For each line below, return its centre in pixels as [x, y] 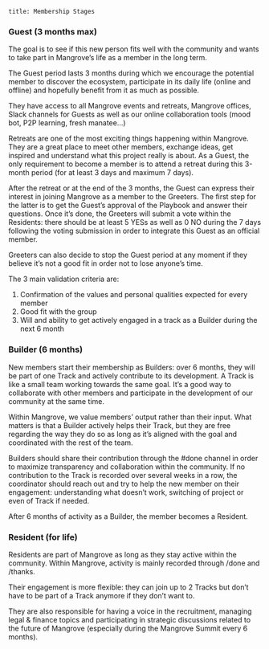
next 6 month [42, 329]
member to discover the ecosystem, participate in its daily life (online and [130, 82]
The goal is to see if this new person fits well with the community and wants [134, 49]
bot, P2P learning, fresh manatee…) [67, 123]
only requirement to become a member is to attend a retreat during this [126, 164]
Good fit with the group [59, 312]
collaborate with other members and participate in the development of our [130, 393]
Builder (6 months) [45, 349]
